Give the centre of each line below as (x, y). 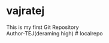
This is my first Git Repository (43, 27)
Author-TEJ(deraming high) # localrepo (54, 33)
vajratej (25, 11)
